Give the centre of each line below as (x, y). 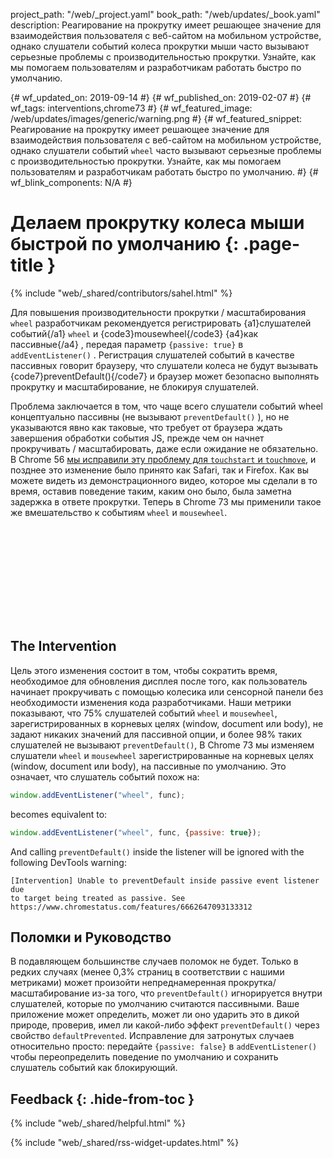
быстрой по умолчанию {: (125, 244)
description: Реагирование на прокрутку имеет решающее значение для (166, 25)
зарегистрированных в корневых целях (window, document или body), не (167, 723)
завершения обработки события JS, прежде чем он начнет (137, 438)
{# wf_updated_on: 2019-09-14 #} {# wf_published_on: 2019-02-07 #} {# (161, 97)
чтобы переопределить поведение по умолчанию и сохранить (144, 1057)
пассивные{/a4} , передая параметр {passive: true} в (127, 344)
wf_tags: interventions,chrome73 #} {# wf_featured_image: (131, 108)
